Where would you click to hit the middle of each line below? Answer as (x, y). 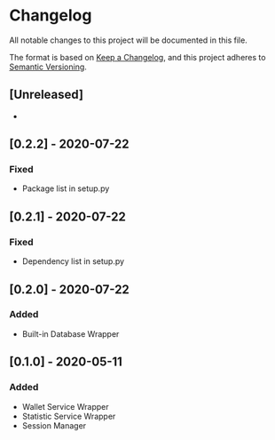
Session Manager (54, 425)
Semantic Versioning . (48, 67)
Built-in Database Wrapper (71, 333)
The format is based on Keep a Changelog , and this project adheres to (137, 57)
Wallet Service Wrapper (65, 406)
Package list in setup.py (66, 188)
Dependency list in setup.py (73, 261)
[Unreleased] (47, 95)
